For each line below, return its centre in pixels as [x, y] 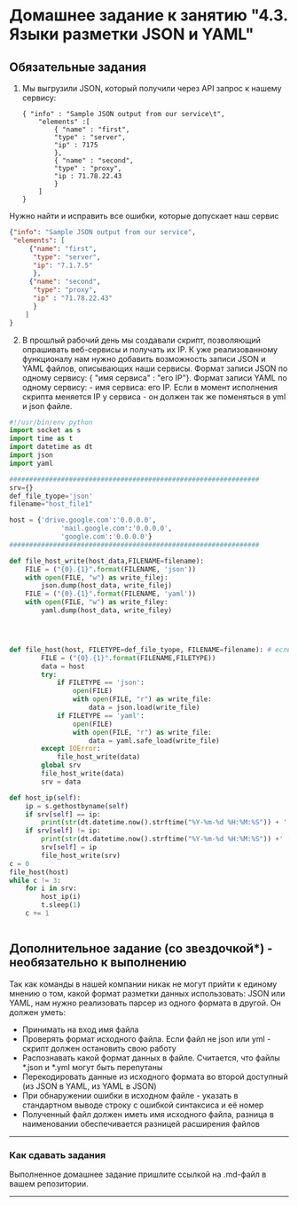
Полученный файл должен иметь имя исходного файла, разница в [148, 1114]
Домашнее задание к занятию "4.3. [149, 16]
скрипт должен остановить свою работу [99, 1048]
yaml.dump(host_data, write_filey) [107, 611]
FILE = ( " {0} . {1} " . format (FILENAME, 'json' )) [111, 569]
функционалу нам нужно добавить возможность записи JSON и [144, 359]
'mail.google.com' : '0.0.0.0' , [117, 529]
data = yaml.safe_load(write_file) [154, 741]
